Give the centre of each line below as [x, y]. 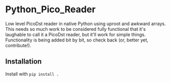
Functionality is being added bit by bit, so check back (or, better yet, [77, 40]
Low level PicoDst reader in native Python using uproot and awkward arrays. [86, 24]
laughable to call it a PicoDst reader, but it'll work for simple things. [76, 34]
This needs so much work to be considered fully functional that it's [76, 29]
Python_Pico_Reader [51, 9]
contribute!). [18, 45]
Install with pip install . [32, 74]
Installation [23, 62]
